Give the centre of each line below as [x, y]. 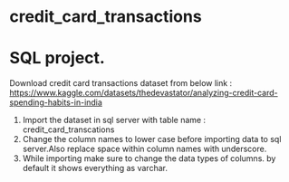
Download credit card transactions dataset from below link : [121, 83]
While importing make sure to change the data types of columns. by [149, 158]
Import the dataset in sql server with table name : [114, 120]
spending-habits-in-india [56, 102]
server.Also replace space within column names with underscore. [144, 149]
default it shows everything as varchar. [95, 168]
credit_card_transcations [68, 129]
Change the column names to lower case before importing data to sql [152, 139]
